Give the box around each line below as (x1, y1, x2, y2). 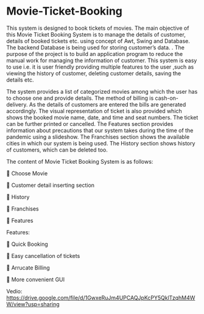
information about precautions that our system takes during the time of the (6, 127, 194, 134)
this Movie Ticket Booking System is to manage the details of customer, (6, 30, 186, 38)
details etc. (6, 76, 34, 83)
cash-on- (155, 94, 178, 102)
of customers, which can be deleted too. (6, 146, 108, 153)
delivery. (6, 100, 29, 108)
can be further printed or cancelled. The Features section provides (6, 120, 174, 127)
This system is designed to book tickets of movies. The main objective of (6, 24, 189, 32)
